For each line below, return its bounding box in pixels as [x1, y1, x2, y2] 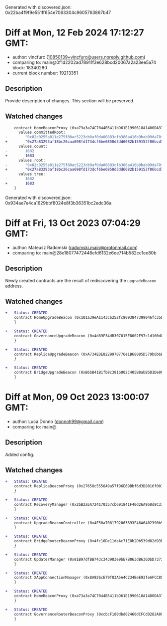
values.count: [18, 144, 48, 149]
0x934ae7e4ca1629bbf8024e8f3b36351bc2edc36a [5, 200, 112, 206]
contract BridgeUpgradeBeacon [14, 370, 77, 375]
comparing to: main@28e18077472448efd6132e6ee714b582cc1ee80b [12, 249, 157, 256]
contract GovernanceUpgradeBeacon [14, 333, 85, 338]
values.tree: [18, 172, 46, 177]
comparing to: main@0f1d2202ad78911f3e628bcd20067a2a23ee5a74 [12, 59, 157, 65]
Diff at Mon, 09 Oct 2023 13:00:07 [5, 392, 150, 403]
